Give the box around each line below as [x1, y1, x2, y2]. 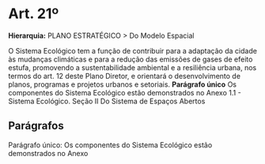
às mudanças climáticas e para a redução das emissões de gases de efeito [8, 54, 253, 64]
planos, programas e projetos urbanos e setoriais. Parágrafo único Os [8, 80, 237, 89]
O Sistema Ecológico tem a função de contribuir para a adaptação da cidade [8, 46, 257, 55]
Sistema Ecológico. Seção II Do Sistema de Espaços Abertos [8, 96, 206, 106]
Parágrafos [8, 119, 65, 132]
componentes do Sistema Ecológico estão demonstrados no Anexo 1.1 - [8, 88, 241, 97]
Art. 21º [8, 5, 59, 23]
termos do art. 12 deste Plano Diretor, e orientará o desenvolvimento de [8, 71, 241, 80]
